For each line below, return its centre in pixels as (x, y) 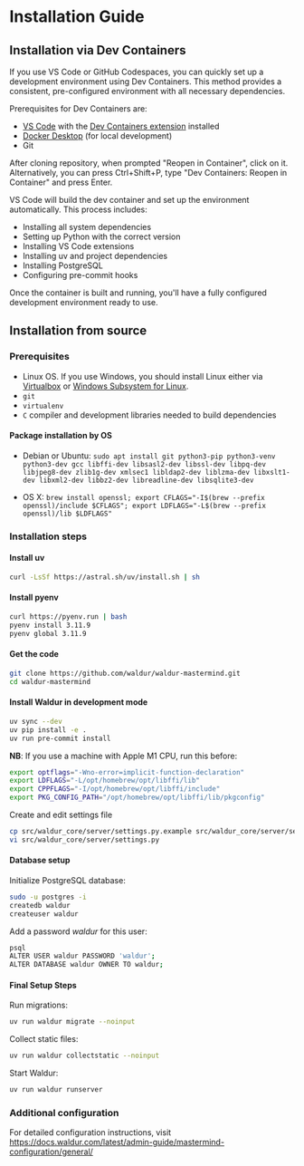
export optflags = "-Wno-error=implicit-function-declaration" (127, 772)
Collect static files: (44, 1039)
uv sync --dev (36, 721)
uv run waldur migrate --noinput (72, 1022)
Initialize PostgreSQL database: (68, 880)
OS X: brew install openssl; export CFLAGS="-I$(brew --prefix (143, 496)
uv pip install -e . (48, 730)
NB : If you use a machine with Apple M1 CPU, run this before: (123, 756)
